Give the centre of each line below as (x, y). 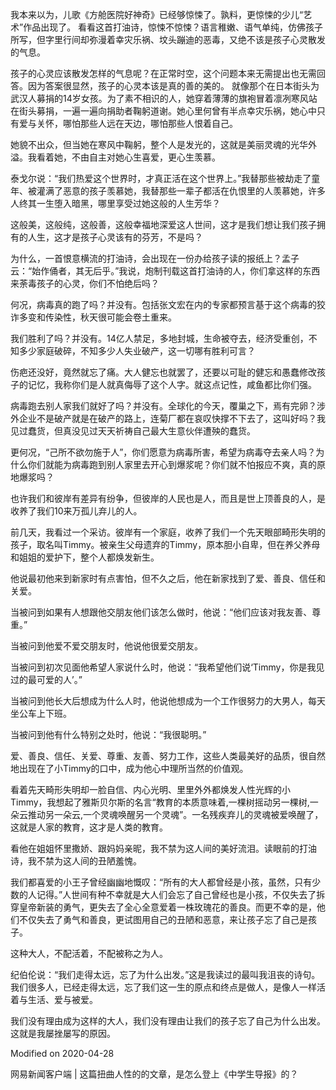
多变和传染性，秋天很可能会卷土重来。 (97, 317)
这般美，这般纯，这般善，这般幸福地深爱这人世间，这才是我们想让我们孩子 (163, 224)
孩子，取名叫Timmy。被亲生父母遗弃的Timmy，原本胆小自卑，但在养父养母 (165, 544)
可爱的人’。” (59, 679)
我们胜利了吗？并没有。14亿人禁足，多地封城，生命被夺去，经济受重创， (159, 338)
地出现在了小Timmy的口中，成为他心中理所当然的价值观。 (129, 768)
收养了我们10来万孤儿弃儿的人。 (76, 511)
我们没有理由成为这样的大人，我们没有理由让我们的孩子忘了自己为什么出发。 (168, 1021)
